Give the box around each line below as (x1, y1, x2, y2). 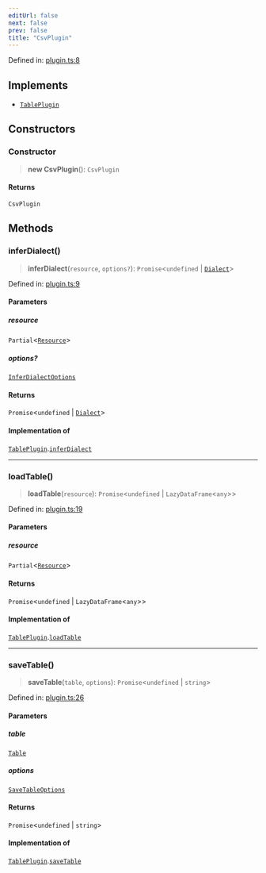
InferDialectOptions (8, 374, 77, 382)
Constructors (8, 122, 76, 136)
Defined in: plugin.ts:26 (8, 693, 85, 702)
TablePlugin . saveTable (8, 856, 82, 866)
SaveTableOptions (8, 786, 66, 794)
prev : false (8, 26, 47, 34)
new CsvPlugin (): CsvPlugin (27, 164, 120, 174)
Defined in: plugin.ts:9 (8, 279, 81, 288)
